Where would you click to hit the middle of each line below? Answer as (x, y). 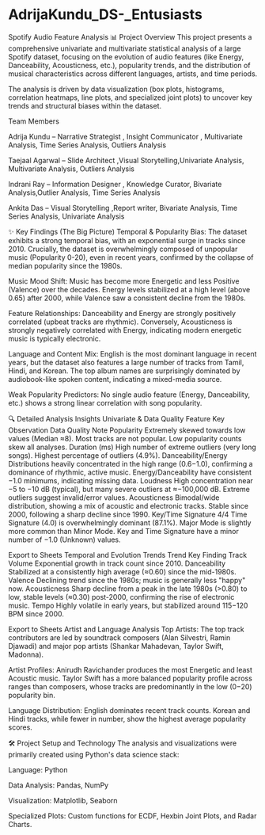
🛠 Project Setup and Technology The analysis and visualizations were (123, 743)
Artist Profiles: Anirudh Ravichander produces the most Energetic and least (131, 669)
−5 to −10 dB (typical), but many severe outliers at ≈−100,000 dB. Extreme (129, 489)
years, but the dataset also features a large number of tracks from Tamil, (126, 362)
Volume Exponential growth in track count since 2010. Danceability (117, 563)
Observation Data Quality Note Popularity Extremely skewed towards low (127, 430)
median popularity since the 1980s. (65, 265)
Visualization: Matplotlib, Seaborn (63, 800)
